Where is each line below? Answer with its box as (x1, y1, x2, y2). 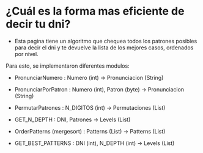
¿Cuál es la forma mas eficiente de (6, 4, 185, 18)
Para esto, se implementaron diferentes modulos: (6, 62, 130, 69)
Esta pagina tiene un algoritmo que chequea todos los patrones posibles (14, 37, 197, 44)
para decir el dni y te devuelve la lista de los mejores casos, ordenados (14, 44, 194, 51)
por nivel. (14, 50, 39, 57)
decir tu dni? (6, 17, 71, 31)
